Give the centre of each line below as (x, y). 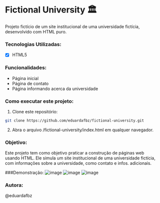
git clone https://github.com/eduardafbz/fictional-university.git (75, 120)
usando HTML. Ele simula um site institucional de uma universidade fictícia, (80, 158)
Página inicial (25, 78)
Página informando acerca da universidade (55, 89)
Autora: (14, 185)
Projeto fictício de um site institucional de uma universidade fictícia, (72, 26)
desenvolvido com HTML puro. (36, 31)
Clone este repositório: (35, 111)
